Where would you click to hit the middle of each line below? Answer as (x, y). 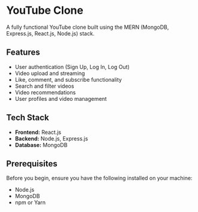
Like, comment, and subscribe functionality (68, 79)
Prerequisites (32, 164)
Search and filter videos (44, 86)
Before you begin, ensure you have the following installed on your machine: (99, 178)
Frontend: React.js (38, 132)
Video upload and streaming (50, 73)
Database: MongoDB (41, 145)
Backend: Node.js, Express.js (51, 138)
